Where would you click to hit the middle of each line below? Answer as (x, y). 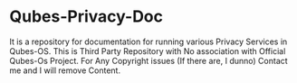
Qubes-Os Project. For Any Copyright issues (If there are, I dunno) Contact (148, 60)
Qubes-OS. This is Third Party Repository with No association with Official (148, 51)
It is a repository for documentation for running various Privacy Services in (148, 41)
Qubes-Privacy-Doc (86, 17)
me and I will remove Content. (65, 70)
